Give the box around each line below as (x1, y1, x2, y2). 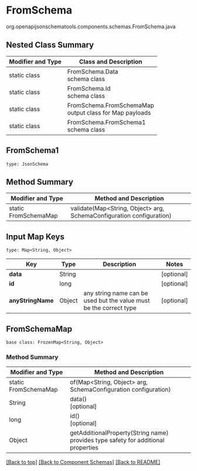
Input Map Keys (6, 232, 64, 242)
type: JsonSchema (6, 161, 49, 167)
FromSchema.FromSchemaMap (67, 101, 154, 109)
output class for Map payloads (67, 108, 151, 116)
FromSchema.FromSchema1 (67, 118, 146, 126)
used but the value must (83, 296, 150, 305)
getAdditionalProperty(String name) (70, 429, 169, 437)
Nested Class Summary (6, 40, 94, 50)
